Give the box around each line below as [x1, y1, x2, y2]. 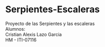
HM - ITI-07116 [5, 37, 37, 43]
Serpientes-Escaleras [5, 4, 100, 15]
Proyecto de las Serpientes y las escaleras [5, 20, 95, 27]
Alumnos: [5, 26, 26, 32]
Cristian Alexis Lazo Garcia [5, 31, 62, 37]
